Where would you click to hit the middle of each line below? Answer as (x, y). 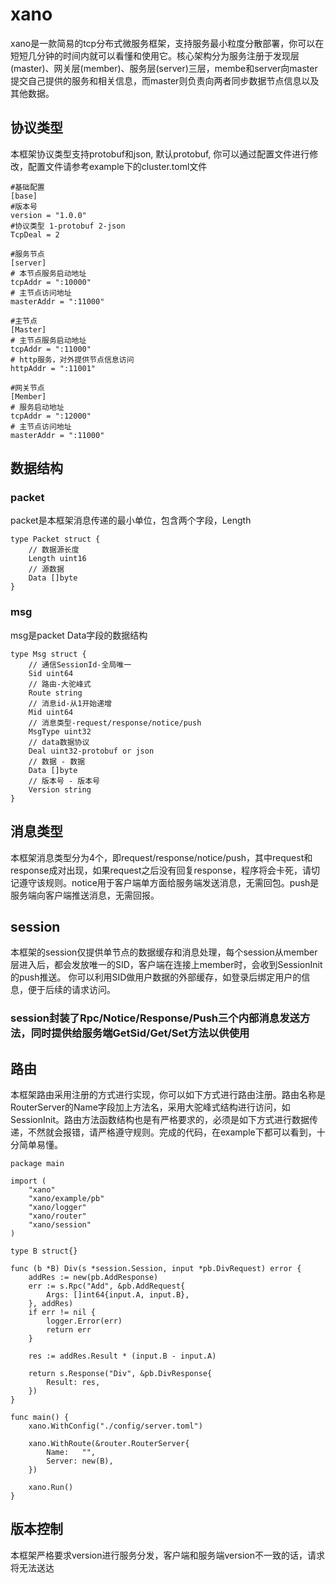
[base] (24, 196)
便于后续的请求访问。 (71, 990)
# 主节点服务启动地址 (48, 340)
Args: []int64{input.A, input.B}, (118, 1295)
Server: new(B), (80, 1461)
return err (69, 1330)
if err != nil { (62, 1313)
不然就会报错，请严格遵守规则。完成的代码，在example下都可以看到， (172, 1132)
